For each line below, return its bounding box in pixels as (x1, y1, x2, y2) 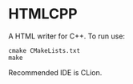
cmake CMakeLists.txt (8, 46, 81, 54)
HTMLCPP (8, 5, 78, 23)
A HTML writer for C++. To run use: (8, 31, 126, 41)
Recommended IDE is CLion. (8, 67, 103, 77)
